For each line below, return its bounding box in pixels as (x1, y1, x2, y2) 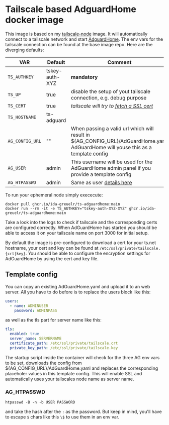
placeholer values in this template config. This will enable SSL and (5, 370, 142, 376)
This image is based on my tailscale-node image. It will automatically (5, 31, 148, 37)
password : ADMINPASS (14, 308, 57, 313)
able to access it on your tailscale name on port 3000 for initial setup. (5, 230, 149, 236)
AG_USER (8, 165, 26, 171)
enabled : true (10, 332, 39, 337)
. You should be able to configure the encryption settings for (25, 250, 150, 256)
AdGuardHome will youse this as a (71, 144, 152, 151)
